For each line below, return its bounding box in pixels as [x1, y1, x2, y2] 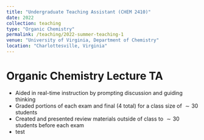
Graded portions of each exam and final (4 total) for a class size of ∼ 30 [15, 102, 199, 110]
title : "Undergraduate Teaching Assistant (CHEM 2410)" [6, 9, 151, 15]
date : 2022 [6, 15, 34, 21]
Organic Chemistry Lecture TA [6, 69, 163, 83]
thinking [15, 96, 36, 103]
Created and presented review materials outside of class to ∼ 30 [15, 115, 180, 122]
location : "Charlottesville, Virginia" [6, 43, 108, 49]
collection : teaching [6, 20, 62, 26]
